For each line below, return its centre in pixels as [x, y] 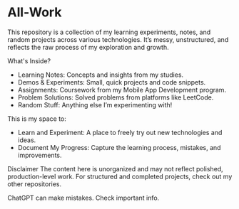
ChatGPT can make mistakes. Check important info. [83, 198]
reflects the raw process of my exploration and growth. [88, 47]
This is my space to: [37, 119]
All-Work [35, 12]
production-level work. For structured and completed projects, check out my [120, 176]
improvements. [40, 155]
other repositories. [35, 184]
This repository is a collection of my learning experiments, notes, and [109, 32]
